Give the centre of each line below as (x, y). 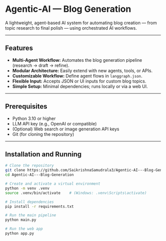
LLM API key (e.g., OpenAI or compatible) (55, 123)
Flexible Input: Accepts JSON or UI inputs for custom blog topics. (79, 81)
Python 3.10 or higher (34, 118)
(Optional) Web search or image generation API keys (66, 129)
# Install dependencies (30, 202)
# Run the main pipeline (31, 215)
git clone (15, 170)
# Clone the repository (30, 166)
